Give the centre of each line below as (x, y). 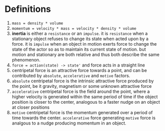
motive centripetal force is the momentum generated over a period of (82, 112)
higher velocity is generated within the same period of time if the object (85, 97)
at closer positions (31, 107)
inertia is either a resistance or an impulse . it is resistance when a (80, 33)
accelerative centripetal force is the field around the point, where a (81, 91)
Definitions (28, 9)
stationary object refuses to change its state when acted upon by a (80, 39)
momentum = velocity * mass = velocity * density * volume (74, 28)
